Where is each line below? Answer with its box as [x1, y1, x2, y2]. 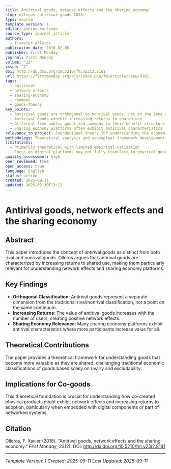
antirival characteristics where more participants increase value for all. [12, 326, 160, 332]
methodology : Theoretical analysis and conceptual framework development [5, 135, 165, 141]
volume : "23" [5, 60, 33, 65]
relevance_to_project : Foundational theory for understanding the [5, 130, 149, 135]
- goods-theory [10, 102, 42, 107]
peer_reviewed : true [5, 159, 49, 164]
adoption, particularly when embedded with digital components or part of [5, 404, 159, 410]
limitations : [5, 140, 33, 145]
